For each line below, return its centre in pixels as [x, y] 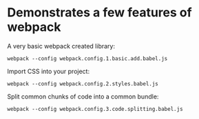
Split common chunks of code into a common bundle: [83, 96]
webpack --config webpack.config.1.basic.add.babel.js [87, 58]
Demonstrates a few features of [99, 13]
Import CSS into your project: [49, 71]
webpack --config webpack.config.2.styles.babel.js [83, 83]
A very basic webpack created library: [61, 46]
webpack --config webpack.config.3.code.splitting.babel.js [95, 109]
